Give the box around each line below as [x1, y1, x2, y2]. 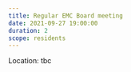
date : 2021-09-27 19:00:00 [8, 19, 98, 27]
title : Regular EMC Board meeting [8, 11, 124, 20]
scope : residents [8, 34, 66, 42]
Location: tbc [8, 56, 52, 66]
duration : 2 [8, 26, 48, 34]
